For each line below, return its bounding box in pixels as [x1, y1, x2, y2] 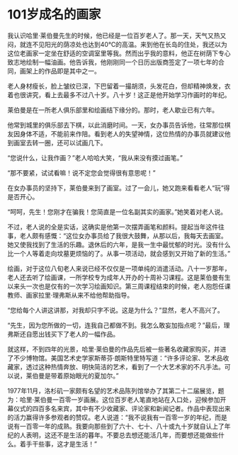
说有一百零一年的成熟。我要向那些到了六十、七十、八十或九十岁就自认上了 [7, 422, 225, 430]
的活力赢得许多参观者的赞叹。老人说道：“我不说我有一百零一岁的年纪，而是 [7, 412, 228, 422]
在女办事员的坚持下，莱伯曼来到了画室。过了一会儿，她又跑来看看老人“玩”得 [7, 184, 230, 192]
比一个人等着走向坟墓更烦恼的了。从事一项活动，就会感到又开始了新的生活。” [7, 249, 231, 257]
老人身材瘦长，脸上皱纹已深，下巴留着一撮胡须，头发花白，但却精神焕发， [7, 82, 225, 90]
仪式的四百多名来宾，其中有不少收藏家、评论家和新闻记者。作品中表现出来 [13, 404, 231, 412]
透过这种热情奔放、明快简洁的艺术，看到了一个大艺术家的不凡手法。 [25, 362, 225, 371]
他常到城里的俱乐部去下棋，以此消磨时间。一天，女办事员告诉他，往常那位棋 [7, 120, 231, 129]
